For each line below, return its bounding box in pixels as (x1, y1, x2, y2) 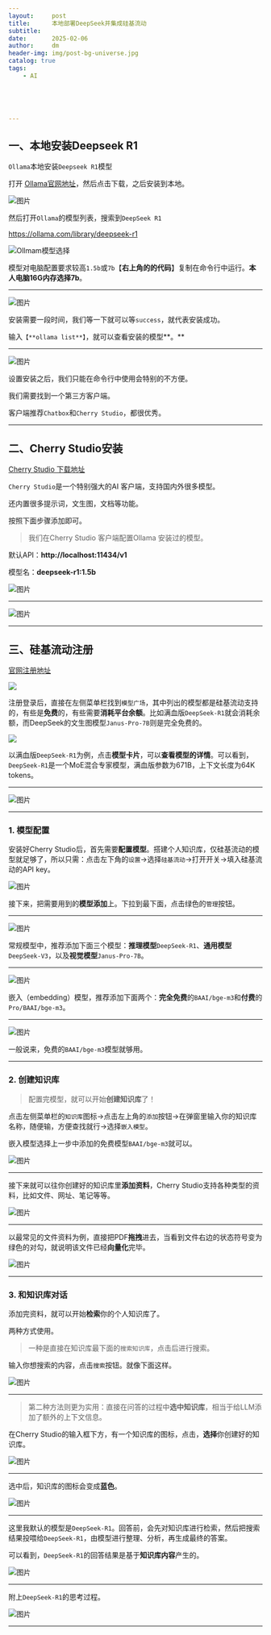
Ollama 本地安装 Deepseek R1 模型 (8, 162, 113, 172)
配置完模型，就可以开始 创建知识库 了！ (27, 1094, 156, 1104)
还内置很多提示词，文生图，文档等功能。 (8, 499, 143, 509)
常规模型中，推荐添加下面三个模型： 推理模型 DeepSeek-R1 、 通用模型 (8, 941, 232, 951)
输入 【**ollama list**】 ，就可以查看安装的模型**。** (8, 332, 186, 342)
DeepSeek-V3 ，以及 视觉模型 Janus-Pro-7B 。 (8, 951, 148, 960)
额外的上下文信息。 (42, 1412, 106, 1421)
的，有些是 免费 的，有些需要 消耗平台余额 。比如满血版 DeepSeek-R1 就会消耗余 (8, 708, 261, 718)
